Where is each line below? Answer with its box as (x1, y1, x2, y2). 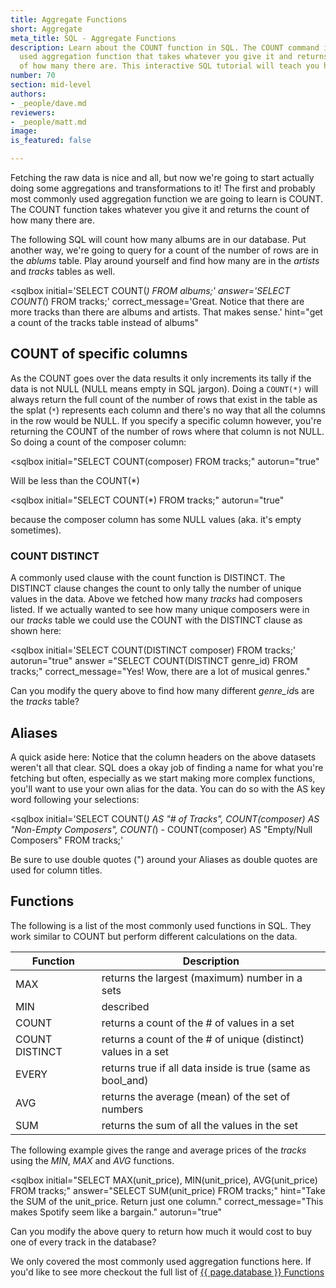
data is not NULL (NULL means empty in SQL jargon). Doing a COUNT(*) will (10, 382, 319, 395)
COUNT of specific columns (10, 346, 188, 363)
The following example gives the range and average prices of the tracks (10, 1144, 307, 1156)
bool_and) (101, 1073, 149, 1087)
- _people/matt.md (10, 117, 87, 127)
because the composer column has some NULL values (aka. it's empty (10, 513, 302, 525)
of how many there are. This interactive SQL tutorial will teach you (19, 61, 320, 71)
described (101, 999, 150, 1013)
